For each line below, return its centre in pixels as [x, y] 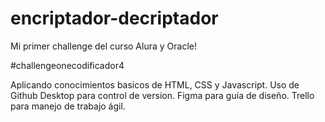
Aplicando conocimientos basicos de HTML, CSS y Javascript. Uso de [155, 84]
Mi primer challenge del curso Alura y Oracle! [103, 46]
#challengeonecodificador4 [67, 65]
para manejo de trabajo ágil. [68, 106]
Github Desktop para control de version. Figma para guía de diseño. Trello [162, 95]
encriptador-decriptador [114, 18]
